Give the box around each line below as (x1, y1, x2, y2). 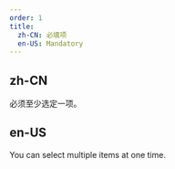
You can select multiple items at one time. (9, 149, 167, 160)
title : (9, 22, 35, 31)
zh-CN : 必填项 (17, 30, 67, 39)
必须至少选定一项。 (9, 98, 82, 110)
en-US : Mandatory (17, 38, 84, 48)
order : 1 (9, 13, 43, 23)
